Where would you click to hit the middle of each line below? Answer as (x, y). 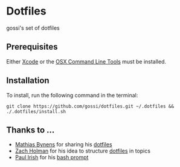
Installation (28, 81)
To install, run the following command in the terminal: (72, 95)
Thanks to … (31, 130)
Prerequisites (32, 47)
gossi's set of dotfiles (33, 28)
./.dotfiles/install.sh (36, 111)
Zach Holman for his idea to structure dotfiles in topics (83, 151)
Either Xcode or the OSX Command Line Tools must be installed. (86, 61)
